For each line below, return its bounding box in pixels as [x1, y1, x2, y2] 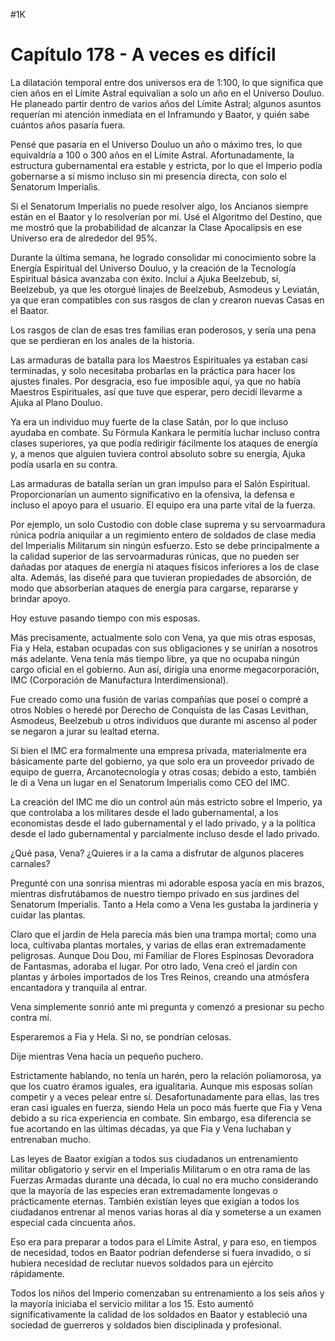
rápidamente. [10, 1267, 65, 1279]
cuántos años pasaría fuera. [10, 119, 126, 131]
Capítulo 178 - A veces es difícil [10, 44, 277, 66]
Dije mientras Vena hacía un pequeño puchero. [10, 1050, 204, 1062]
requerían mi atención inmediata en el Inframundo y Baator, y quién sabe [10, 108, 310, 120]
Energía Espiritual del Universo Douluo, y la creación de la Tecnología [10, 262, 297, 274]
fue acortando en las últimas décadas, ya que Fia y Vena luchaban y [10, 1122, 292, 1134]
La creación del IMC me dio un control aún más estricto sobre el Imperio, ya [10, 795, 323, 808]
